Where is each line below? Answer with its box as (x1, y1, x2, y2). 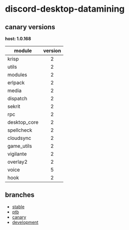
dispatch (7, 95, 28, 102)
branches (5, 191, 35, 199)
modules (7, 72, 28, 78)
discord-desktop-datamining (5, 3, 125, 15)
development (12, 219, 39, 225)
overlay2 (7, 158, 28, 165)
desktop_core (7, 119, 39, 125)
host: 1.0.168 (5, 36, 32, 41)
